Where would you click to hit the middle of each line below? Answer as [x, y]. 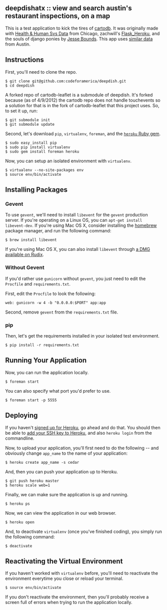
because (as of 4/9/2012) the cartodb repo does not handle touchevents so [83, 100]
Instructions [24, 60]
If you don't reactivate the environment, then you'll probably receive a [77, 597]
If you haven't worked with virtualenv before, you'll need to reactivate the [82, 573]
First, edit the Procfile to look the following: [50, 293]
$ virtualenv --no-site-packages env [44, 170]
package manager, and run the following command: [58, 231]
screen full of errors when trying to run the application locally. [69, 602]
